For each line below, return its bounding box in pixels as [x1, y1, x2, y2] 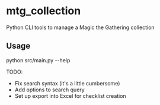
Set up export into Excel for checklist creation [14, 92, 126, 99]
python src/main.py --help [6, 56, 71, 63]
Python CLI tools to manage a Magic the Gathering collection [6, 24, 155, 31]
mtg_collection [6, 4, 81, 18]
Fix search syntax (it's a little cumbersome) [14, 79, 120, 87]
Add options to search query [14, 86, 85, 93]
